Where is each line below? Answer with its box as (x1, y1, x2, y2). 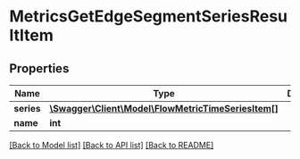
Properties (9, 61, 70, 76)
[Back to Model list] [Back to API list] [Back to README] (9, 140, 214, 150)
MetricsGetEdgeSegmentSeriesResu (9, 6, 288, 27)
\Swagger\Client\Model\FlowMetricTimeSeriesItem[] (48, 103, 279, 114)
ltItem (9, 25, 54, 46)
